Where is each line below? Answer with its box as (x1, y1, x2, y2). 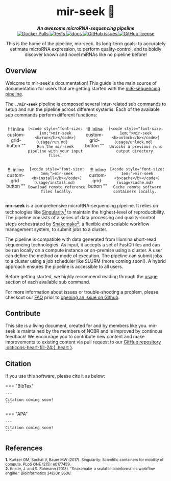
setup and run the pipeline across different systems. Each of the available (5, 106, 160, 112)
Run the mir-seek (37, 144, 74, 149)
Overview (5, 66, 37, 75)
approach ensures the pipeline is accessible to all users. (5, 263, 124, 270)
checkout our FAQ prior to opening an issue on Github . (5, 294, 120, 300)
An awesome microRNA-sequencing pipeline (37, 25, 135, 31)
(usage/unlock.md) (114, 140, 153, 145)
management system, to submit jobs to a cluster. (5, 226, 108, 232)
